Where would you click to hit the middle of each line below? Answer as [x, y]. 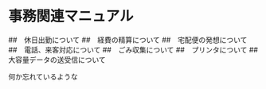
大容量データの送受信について [57, 60]
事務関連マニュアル [71, 16]
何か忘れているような [43, 76]
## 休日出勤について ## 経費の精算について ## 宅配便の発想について [128, 40]
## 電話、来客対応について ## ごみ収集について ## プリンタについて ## [133, 49]
